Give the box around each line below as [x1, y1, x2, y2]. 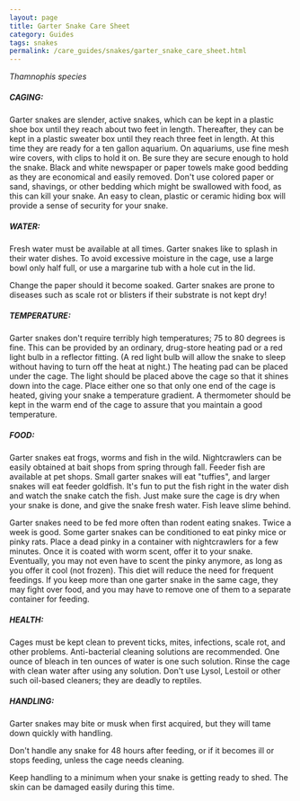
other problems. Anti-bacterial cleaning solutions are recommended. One [9, 646, 280, 656]
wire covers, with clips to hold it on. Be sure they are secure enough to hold [9, 153, 289, 163]
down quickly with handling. [9, 727, 113, 738]
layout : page [9, 13, 58, 22]
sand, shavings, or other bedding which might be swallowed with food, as [9, 181, 282, 192]
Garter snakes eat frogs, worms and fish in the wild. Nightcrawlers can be [9, 453, 282, 462]
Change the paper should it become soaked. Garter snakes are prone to [9, 280, 276, 291]
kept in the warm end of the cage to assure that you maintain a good [9, 400, 263, 410]
